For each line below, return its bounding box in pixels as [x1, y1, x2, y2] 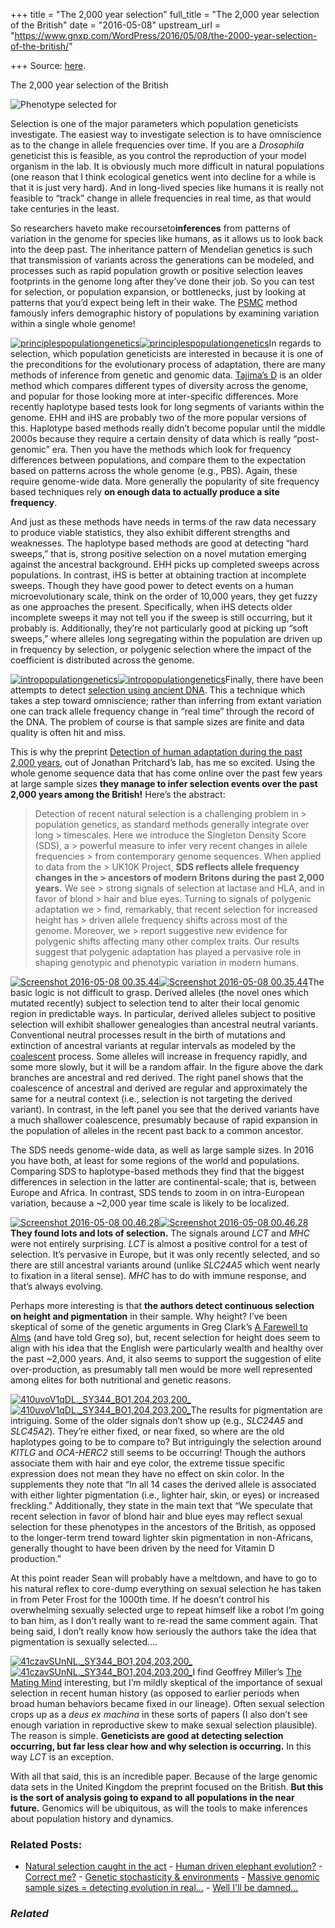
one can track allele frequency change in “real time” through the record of [10, 705, 315, 717]
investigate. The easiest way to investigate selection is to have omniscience [10, 129, 322, 140]
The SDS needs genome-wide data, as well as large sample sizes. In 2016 [10, 1144, 315, 1156]
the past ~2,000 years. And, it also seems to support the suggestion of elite [10, 1353, 322, 1364]
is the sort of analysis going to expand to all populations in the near [10, 1792, 295, 1803]
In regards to [268, 337, 322, 349]
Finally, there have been [224, 674, 324, 685]
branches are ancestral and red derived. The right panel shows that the [10, 1072, 304, 1083]
